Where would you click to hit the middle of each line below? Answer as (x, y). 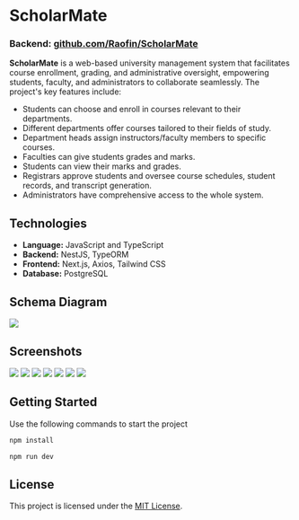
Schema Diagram (58, 302)
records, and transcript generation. (87, 186)
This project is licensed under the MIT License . (96, 506)
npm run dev (31, 456)
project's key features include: (66, 92)
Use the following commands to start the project (99, 424)
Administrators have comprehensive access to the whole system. (143, 195)
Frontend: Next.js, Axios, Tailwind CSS (94, 264)
